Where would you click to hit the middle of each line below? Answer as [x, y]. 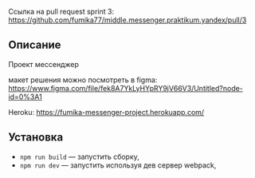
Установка [36, 138]
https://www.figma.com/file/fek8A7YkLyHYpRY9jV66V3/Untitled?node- [126, 88]
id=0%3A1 [25, 97]
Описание [35, 45]
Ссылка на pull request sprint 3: [61, 12]
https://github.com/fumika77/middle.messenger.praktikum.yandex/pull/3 [127, 20]
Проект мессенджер [44, 64]
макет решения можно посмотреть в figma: [83, 80]
